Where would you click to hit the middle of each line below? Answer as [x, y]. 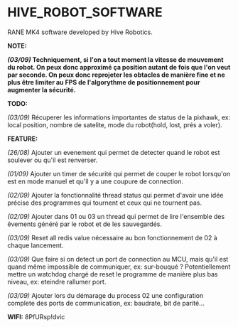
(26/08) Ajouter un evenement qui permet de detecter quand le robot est [114, 152]
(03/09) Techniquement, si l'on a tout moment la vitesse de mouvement [115, 59]
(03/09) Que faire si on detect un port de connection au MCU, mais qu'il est [118, 259]
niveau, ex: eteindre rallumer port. [57, 282]
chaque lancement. [36, 245]
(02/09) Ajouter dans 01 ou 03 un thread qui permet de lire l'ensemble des [116, 216]
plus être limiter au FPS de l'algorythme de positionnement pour [104, 82]
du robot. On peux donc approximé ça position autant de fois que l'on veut [119, 67]
